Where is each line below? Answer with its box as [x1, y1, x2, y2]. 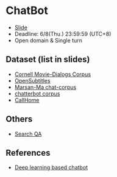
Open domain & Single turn [14, 36, 83, 44]
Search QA [14, 130, 42, 137]
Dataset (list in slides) [5, 54, 90, 64]
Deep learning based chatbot [14, 164, 88, 171]
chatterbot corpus [14, 89, 60, 97]
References [5, 147, 51, 158]
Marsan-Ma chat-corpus [14, 83, 77, 91]
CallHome [14, 96, 40, 103]
